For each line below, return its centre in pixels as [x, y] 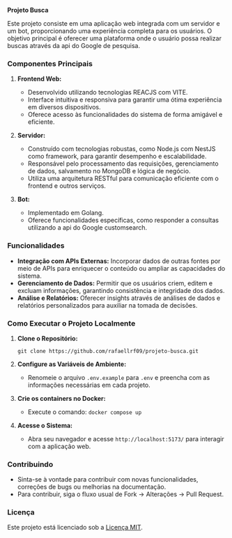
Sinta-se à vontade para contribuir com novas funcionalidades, [108, 480]
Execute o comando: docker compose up [85, 412]
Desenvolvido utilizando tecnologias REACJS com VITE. [108, 93]
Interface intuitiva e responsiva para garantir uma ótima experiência [125, 100]
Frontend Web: [39, 79]
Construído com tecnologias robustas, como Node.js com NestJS [122, 149]
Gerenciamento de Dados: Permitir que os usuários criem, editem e [115, 283]
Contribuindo [30, 464]
